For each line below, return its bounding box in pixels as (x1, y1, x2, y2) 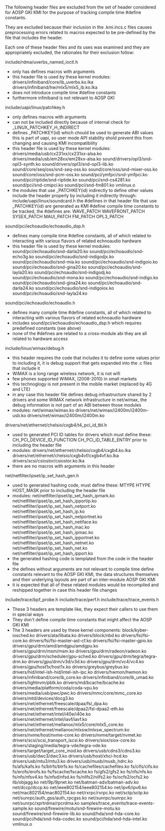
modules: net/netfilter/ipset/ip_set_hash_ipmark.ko (12, 493, 115, 498)
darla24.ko (12, 285, 34, 291)
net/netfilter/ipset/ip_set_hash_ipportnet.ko (12, 535, 100, 540)
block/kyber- (122, 627, 149, 633)
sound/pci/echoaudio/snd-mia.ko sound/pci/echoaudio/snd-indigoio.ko (12, 259, 158, 264)
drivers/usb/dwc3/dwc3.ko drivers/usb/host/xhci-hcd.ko (12, 753, 128, 759)
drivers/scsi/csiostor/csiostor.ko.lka (12, 458, 85, 463)
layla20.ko (12, 269, 33, 275)
